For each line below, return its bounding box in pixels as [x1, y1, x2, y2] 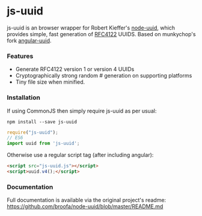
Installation [7, 93, 41, 102]
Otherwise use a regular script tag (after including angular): [7, 152, 154, 159]
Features [7, 52, 34, 60]
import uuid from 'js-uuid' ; [7, 140, 80, 147]
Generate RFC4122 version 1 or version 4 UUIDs [15, 66, 135, 73]
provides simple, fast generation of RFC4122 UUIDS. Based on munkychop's [7, 30, 196, 37]
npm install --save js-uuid [7, 119, 78, 125]
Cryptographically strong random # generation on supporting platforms [15, 72, 192, 79]
